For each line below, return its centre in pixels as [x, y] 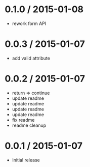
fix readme [23, 120]
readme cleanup [29, 125]
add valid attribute [31, 58]
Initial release [26, 160]
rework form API [29, 23]
